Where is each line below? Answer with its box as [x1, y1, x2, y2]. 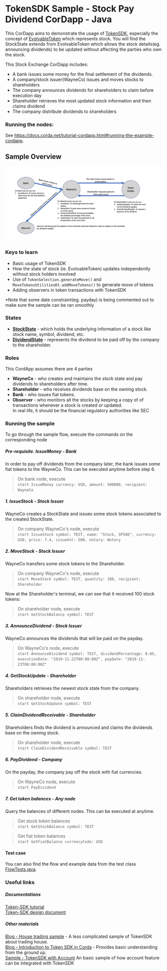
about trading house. [5, 939, 48, 945]
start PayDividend [17, 785, 56, 790]
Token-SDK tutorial [5, 904, 44, 910]
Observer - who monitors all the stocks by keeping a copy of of [12, 397, 144, 403]
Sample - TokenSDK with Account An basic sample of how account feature [5, 955, 160, 961]
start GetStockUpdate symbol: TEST [17, 701, 92, 706]
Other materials [5, 921, 39, 927]
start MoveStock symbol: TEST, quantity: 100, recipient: [17, 577, 141, 582]
